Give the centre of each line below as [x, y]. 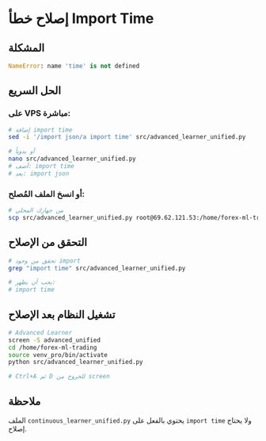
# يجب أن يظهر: [32, 282]
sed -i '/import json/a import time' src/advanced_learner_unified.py [127, 137]
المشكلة [27, 48]
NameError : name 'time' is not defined [74, 66]
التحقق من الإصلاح [48, 242]
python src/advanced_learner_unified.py [76, 362]
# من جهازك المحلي [36, 211]
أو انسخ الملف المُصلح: [47, 194]
